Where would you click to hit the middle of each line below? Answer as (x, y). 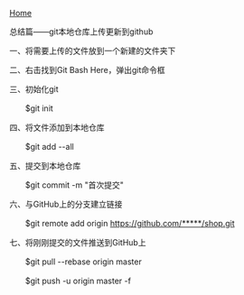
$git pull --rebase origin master (83, 262)
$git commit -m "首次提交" (74, 185)
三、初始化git (34, 89)
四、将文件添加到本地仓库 (57, 127)
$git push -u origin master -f (78, 281)
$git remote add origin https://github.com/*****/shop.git (130, 223)
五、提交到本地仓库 (45, 166)
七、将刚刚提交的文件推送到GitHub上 (78, 242)
